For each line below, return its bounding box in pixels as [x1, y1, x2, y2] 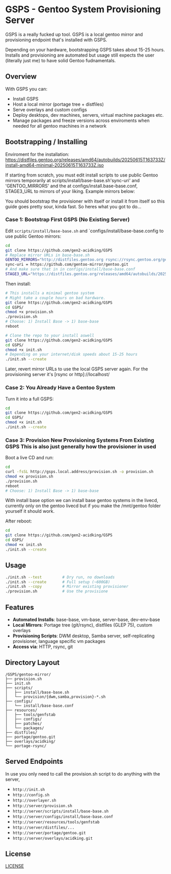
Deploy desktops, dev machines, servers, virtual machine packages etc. [12, 112, 164, 118]
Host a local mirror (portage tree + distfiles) [12, 101, 104, 107]
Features [5, 603, 34, 612]
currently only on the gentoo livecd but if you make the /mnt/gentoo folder [5, 503, 161, 509]
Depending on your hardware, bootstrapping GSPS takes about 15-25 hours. [5, 46, 165, 53]
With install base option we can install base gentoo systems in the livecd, [5, 497, 159, 504]
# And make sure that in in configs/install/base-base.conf [5, 267, 136, 272]
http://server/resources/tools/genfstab [12, 819, 100, 825]
